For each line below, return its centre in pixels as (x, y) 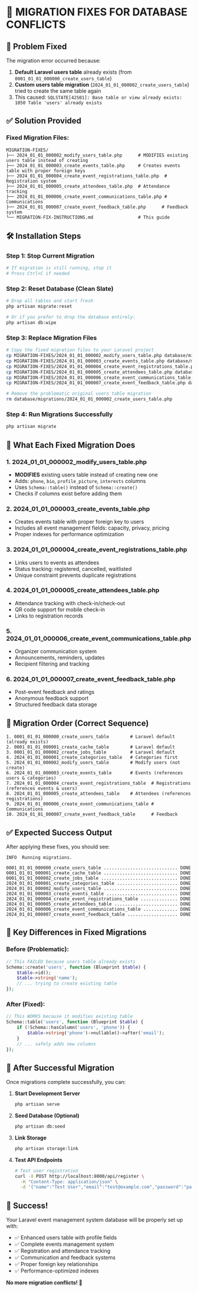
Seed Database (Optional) (47, 1116)
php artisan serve (37, 1105)
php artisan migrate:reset (39, 307)
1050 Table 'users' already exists (58, 103)
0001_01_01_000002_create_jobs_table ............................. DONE (99, 878)
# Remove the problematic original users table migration (79, 394)
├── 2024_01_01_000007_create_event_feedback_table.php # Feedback (97, 207)
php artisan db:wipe (32, 323)
